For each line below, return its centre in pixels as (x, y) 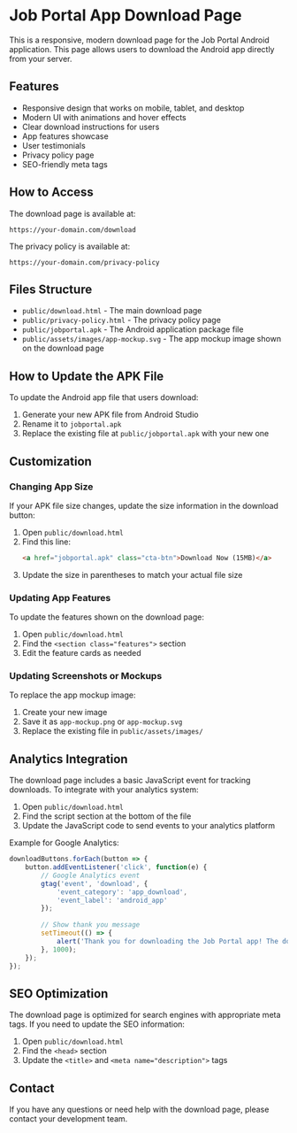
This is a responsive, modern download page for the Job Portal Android (139, 40)
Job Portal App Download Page (126, 15)
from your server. (41, 58)
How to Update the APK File (87, 376)
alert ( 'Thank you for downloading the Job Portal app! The (167, 941)
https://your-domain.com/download (73, 230)
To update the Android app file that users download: (104, 397)
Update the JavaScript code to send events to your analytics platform (148, 826)
